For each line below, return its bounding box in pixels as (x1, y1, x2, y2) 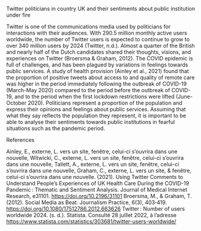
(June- (176, 93, 193, 100)
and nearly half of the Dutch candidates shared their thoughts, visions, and (6, 48, 191, 56)
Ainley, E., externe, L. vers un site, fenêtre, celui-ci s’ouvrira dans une (6, 148, 178, 155)
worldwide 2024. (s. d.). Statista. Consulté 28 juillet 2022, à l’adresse (6, 212, 177, 218)
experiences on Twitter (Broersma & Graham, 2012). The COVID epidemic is (6, 55, 193, 62)
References (6, 136, 35, 143)
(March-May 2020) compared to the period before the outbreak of (6, 87, 170, 93)
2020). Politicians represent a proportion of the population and (28, 99, 183, 107)
